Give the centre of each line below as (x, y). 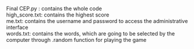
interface (17, 27)
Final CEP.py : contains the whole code (54, 9)
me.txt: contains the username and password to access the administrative (97, 21)
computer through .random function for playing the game (76, 40)
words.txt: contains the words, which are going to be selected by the (90, 34)
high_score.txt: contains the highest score (58, 15)
